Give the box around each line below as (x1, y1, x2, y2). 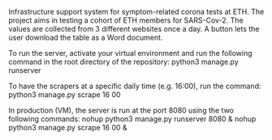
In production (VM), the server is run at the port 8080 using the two (8, 105, 234, 115)
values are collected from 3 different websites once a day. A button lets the (8, 24, 260, 33)
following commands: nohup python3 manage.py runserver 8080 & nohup (8, 114, 257, 124)
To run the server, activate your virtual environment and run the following (8, 49, 253, 57)
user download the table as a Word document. (8, 32, 163, 42)
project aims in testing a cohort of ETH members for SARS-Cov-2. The (8, 15, 244, 25)
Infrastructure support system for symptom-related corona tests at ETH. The (8, 7, 265, 16)
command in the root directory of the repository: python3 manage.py (8, 57, 240, 66)
